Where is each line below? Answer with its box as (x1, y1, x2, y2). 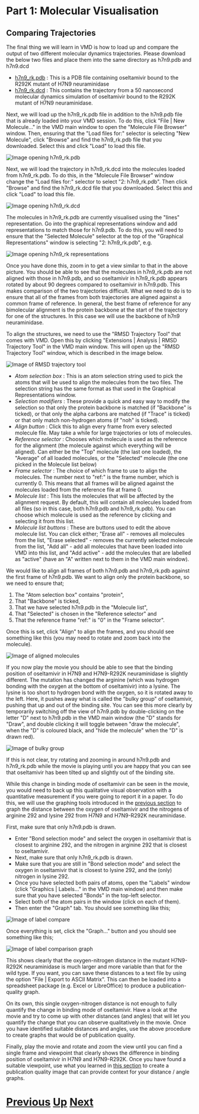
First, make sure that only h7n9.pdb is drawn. (6, 823, 117, 830)
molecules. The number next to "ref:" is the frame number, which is (14, 474, 179, 480)
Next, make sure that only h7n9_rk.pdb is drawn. (14, 854, 133, 861)
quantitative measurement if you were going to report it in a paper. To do (6, 793, 184, 800)
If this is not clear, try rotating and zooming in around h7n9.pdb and (6, 756, 171, 763)
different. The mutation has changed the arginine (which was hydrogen (6, 676, 179, 683)
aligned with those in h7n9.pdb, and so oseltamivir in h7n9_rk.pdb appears (6, 275, 188, 282)
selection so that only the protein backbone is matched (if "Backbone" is (14, 404, 192, 411)
